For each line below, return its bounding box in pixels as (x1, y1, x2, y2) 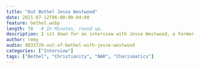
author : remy (6, 37, 39, 43)
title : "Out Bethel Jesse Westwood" (6, 8, 98, 15)
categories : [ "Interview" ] (6, 48, 74, 54)
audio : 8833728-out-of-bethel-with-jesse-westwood (6, 43, 135, 49)
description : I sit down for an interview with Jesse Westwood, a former (6, 31, 195, 37)
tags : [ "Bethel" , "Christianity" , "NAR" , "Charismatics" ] (6, 53, 154, 59)
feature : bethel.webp (6, 20, 60, 26)
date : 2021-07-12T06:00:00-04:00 (6, 14, 90, 20)
